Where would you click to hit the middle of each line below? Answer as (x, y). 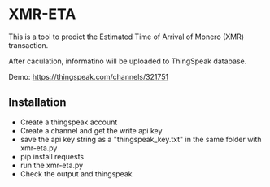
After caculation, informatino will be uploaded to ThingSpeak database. (128, 61)
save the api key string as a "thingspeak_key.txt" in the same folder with (141, 139)
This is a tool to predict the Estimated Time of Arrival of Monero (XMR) (126, 37)
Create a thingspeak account (69, 122)
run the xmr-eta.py (52, 165)
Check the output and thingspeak (76, 174)
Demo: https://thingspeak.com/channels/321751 (89, 76)
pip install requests (52, 156)
